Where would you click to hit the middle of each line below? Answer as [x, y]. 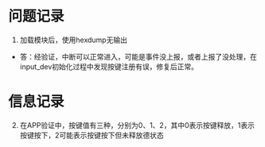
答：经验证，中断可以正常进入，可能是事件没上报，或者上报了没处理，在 [138, 56]
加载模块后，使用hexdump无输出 [73, 40]
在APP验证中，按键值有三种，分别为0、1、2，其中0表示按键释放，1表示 [137, 125]
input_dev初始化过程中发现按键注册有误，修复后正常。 [109, 66]
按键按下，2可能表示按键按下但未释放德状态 [92, 135]
